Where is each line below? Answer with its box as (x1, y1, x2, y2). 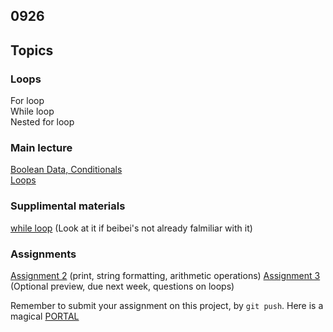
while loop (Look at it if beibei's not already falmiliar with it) (10, 222, 253, 234)
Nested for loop (10, 116, 75, 128)
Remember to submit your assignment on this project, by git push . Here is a (10, 299, 324, 311)
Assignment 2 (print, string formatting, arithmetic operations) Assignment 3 (10, 269, 321, 281)
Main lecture (10, 141, 73, 154)
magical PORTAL (10, 310, 80, 322)
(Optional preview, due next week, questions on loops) (10, 280, 235, 292)
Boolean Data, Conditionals (10, 164, 123, 176)
